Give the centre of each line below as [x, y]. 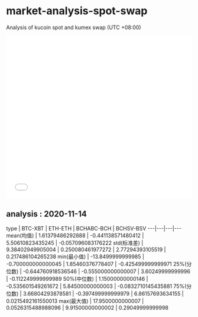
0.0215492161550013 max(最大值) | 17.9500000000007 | [75, 301]
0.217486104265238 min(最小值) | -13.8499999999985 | [75, 257]
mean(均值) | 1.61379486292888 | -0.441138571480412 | [75, 235]
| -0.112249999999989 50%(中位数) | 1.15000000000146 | [77, 278]
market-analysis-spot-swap [77, 11]
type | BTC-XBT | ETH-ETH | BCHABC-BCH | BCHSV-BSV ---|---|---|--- [94, 228]
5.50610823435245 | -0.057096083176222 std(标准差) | [75, 243]
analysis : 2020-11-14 [46, 214]
